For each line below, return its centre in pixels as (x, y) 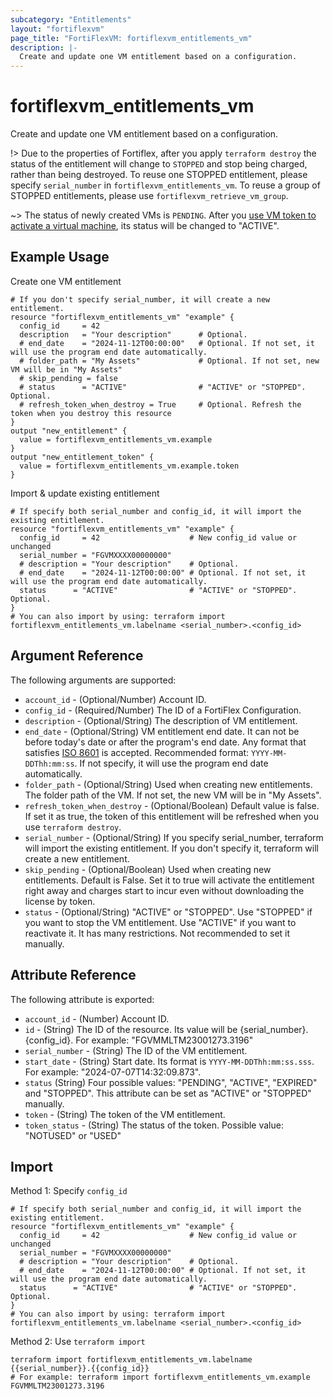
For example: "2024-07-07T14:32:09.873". (113, 1072)
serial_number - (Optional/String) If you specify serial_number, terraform (174, 837)
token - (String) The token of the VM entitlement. (125, 1114)
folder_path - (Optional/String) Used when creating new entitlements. (168, 784)
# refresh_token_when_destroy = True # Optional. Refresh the (160, 404)
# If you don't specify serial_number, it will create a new (140, 299)
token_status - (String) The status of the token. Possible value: (154, 1125)
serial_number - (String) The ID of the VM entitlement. (136, 1050)
